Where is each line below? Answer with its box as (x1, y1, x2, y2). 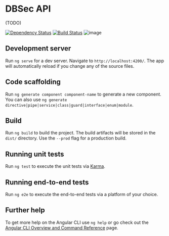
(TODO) (5, 20, 22, 26)
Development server (5, 44, 71, 53)
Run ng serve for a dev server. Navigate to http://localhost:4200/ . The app (5, 58, 164, 64)
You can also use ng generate (5, 97, 67, 103)
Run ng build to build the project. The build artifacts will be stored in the (5, 130, 156, 136)
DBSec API (5, 3, 51, 15)
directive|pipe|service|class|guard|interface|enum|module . (5, 102, 134, 108)
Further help (5, 206, 46, 215)
